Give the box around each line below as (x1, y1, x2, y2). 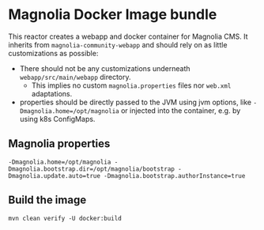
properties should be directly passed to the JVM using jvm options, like (19, 97, 251, 107)
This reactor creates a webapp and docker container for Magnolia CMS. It (8, 32, 248, 41)
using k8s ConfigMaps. (19, 114, 96, 123)
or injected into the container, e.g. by (121, 105, 241, 115)
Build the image (8, 194, 87, 207)
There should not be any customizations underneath (19, 63, 191, 73)
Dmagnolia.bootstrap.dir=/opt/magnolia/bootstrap (8, 164, 175, 173)
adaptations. (31, 89, 73, 98)
